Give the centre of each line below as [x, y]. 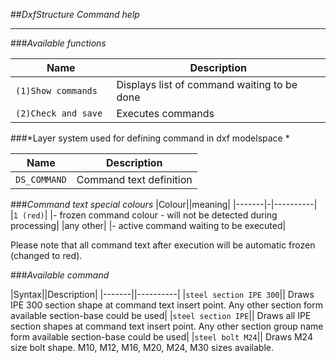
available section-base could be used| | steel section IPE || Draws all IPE [161, 315]
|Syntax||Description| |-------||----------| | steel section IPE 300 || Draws [162, 294]
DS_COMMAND [41, 179]
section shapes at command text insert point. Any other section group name [167, 326]
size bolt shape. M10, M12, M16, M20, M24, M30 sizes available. [142, 347]
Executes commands [165, 113]
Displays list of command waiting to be [207, 84]
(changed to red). [46, 255]
